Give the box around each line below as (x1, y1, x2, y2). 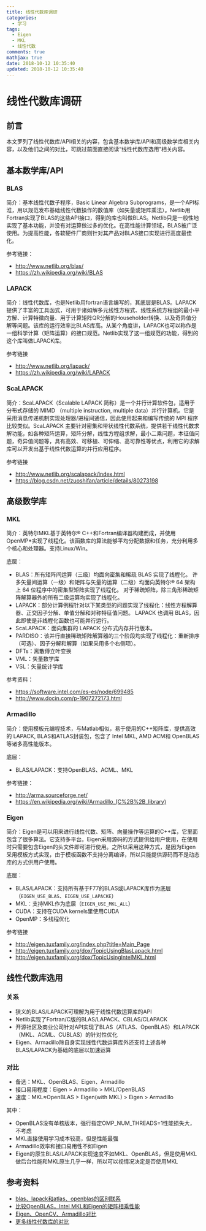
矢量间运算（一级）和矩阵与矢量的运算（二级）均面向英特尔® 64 (20, 579, 183, 586)
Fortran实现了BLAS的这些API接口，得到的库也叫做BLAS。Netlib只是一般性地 (6, 214, 199, 221)
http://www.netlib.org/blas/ (15, 262, 84, 270)
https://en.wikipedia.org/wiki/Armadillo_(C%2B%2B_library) (15, 798, 167, 805)
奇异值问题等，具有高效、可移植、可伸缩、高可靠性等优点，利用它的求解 (17, 437, 200, 444)
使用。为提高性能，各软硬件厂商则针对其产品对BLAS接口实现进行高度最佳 (6, 229, 192, 237)
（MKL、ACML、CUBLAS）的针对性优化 (15, 1031, 118, 1038)
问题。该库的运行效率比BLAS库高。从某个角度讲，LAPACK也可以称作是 (17, 322, 197, 329)
